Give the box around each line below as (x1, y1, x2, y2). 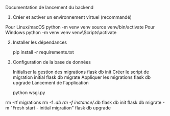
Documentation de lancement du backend (5, 5, 93, 10)
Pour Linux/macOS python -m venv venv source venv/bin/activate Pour (5, 24, 155, 30)
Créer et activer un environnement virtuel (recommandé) (12, 14, 132, 20)
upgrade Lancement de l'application (12, 80, 89, 85)
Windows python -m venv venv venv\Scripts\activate (5, 30, 117, 35)
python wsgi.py (12, 90, 45, 96)
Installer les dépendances (12, 39, 67, 45)
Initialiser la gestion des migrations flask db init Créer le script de (12, 69, 150, 75)
